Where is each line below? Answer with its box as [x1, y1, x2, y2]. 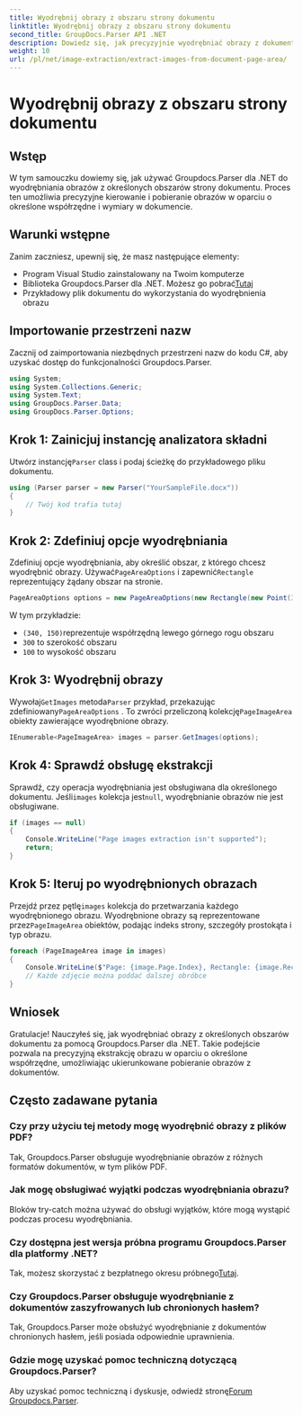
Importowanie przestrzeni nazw [9, 323, 191, 338]
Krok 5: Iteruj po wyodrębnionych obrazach [9, 876, 258, 891]
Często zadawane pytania [9, 1093, 158, 1108]
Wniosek [9, 1005, 60, 1020]
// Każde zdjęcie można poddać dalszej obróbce [25, 972, 207, 981]
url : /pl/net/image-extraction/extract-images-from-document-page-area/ [9, 55, 288, 64]
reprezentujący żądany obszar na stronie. [9, 577, 164, 587]
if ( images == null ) [9, 818, 87, 828]
